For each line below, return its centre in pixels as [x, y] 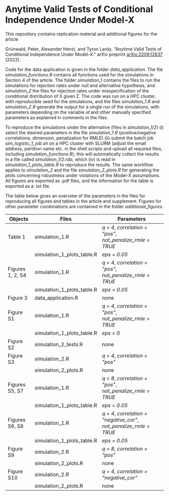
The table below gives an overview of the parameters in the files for [75, 196]
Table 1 [17, 236]
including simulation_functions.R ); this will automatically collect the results [82, 154]
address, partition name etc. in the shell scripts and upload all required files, [84, 148]
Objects [19, 219]
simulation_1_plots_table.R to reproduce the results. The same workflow [79, 164]
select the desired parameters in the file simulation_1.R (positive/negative [81, 132]
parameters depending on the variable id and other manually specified [78, 112]
